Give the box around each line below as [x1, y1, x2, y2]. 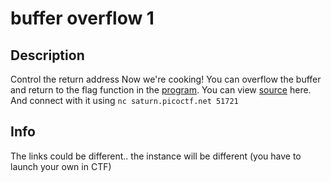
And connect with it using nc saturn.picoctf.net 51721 [10, 95, 239, 106]
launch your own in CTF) [10, 160, 112, 172]
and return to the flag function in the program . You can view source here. [10, 84, 312, 96]
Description [10, 47, 85, 64]
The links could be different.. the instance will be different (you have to [10, 150, 302, 162]
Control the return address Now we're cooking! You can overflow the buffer [10, 73, 322, 85]
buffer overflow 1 [10, 7, 155, 30]
